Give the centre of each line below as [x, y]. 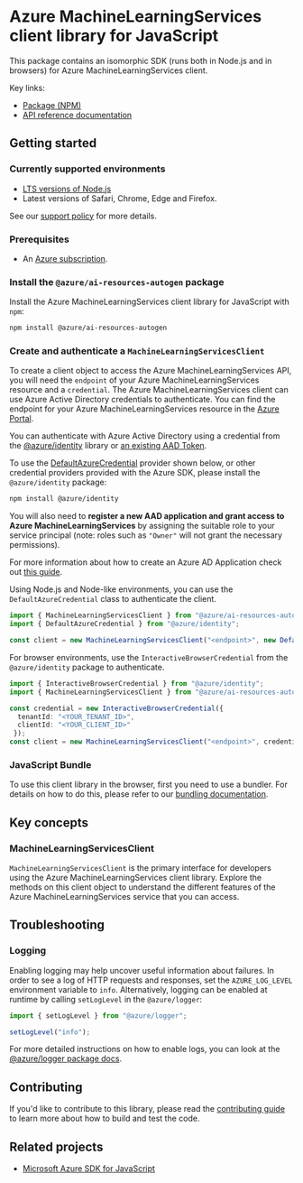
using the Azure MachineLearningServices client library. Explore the [136, 878]
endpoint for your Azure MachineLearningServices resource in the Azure [144, 409]
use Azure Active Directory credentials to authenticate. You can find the [142, 400]
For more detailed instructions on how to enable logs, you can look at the [145, 1049]
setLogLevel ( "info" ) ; [50, 1032]
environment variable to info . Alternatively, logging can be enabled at [138, 989]
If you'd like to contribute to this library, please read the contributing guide [147, 1109]
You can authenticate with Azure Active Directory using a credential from [145, 436]
